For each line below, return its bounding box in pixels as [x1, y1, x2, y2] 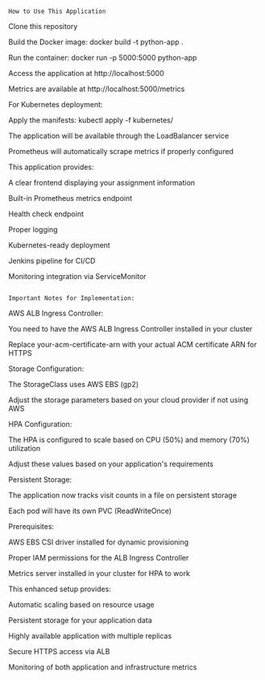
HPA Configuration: [8, 419, 72, 428]
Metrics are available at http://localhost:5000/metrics [8, 84, 185, 94]
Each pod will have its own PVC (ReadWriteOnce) [8, 506, 172, 515]
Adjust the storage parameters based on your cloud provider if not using [8, 395, 248, 404]
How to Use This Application [8, 7, 106, 15]
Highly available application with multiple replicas [8, 631, 172, 640]
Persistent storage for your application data [8, 615, 153, 625]
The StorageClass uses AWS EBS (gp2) [8, 380, 139, 389]
